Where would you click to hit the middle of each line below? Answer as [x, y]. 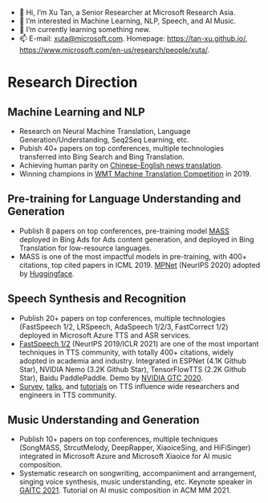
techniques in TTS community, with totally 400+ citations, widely [126, 352]
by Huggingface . [47, 274]
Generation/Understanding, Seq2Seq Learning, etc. [104, 140]
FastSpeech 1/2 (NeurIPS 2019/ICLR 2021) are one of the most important [139, 343]
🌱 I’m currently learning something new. [85, 29]
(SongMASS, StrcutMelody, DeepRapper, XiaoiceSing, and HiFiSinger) [135, 448]
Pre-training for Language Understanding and [124, 199]
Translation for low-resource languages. [85, 248]
